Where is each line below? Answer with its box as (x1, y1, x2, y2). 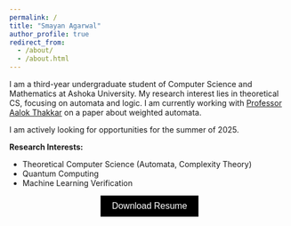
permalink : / (9, 12, 58, 22)
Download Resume (111, 201, 188, 211)
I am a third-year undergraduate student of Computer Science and (9, 79, 253, 89)
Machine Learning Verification (21, 178, 133, 188)
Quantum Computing (21, 168, 100, 179)
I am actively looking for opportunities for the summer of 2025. (9, 125, 239, 134)
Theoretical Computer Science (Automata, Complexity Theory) (21, 159, 252, 169)
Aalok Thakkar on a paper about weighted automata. (9, 108, 202, 117)
